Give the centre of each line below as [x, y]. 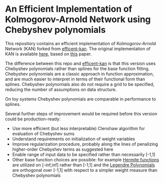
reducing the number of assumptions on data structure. [61, 89]
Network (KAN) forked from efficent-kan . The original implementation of [78, 49]
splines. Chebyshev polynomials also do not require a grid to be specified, [80, 84]
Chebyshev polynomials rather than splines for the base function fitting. [77, 68]
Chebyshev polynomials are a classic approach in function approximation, [80, 74]
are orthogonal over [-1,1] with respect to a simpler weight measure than [85, 170]
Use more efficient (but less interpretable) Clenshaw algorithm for [79, 128]
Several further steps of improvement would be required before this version [81, 113]
